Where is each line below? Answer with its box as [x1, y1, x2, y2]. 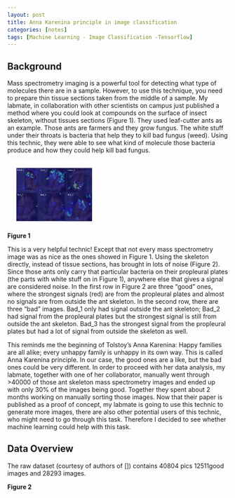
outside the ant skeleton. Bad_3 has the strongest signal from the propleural [7, 320, 226, 328]
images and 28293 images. [7, 469, 86, 477]
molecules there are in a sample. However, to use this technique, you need [7, 86, 223, 95]
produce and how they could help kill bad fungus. [7, 146, 151, 154]
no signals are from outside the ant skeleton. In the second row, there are [7, 297, 219, 306]
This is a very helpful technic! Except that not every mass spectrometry [7, 245, 213, 254]
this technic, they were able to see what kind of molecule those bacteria [7, 139, 215, 147]
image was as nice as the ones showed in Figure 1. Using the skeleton [7, 253, 209, 261]
